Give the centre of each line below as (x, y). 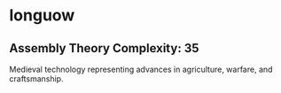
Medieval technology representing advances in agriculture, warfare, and (141, 69)
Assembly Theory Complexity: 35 (104, 48)
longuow (42, 15)
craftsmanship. (36, 79)
